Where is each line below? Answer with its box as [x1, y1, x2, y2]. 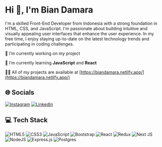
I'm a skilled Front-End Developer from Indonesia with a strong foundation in [5, 20, 158, 26]
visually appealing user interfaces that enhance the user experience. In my [5, 31, 154, 36]
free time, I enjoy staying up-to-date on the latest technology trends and [5, 36, 149, 42]
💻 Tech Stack [5, 116, 48, 124]
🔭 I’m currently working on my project [5, 50, 81, 56]
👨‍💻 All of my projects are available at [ [5, 69, 81, 75]
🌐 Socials [5, 88, 35, 97]
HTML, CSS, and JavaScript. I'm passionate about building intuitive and [5, 25, 148, 31]
